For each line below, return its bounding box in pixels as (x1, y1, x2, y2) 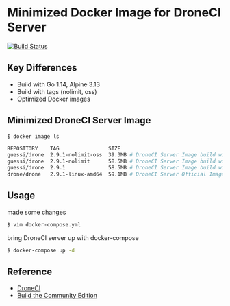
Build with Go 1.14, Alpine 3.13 (16, 80, 101, 89)
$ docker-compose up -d (7, 247, 75, 254)
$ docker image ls (7, 132, 60, 140)
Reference (7, 266, 53, 277)
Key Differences (7, 62, 77, 73)
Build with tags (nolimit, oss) (16, 87, 97, 95)
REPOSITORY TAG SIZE (7, 145, 121, 152)
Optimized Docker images (16, 95, 90, 103)
